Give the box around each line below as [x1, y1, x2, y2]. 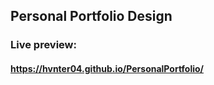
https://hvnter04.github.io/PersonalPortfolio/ [10, 62, 205, 74]
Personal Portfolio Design [10, 8, 173, 25]
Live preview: [10, 38, 77, 52]
